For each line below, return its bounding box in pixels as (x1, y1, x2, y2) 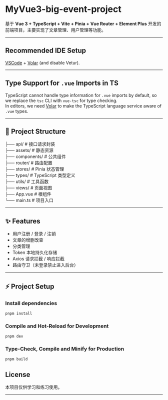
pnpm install (5, 311, 32, 316)
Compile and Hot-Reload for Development (5, 322, 109, 329)
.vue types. (5, 108, 28, 114)
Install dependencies (5, 299, 57, 306)
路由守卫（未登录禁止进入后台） (12, 262, 78, 268)
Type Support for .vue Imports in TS (5, 79, 118, 87)
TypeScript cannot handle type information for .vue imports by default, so (5, 92, 157, 98)
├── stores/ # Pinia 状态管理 (5, 166, 64, 172)
